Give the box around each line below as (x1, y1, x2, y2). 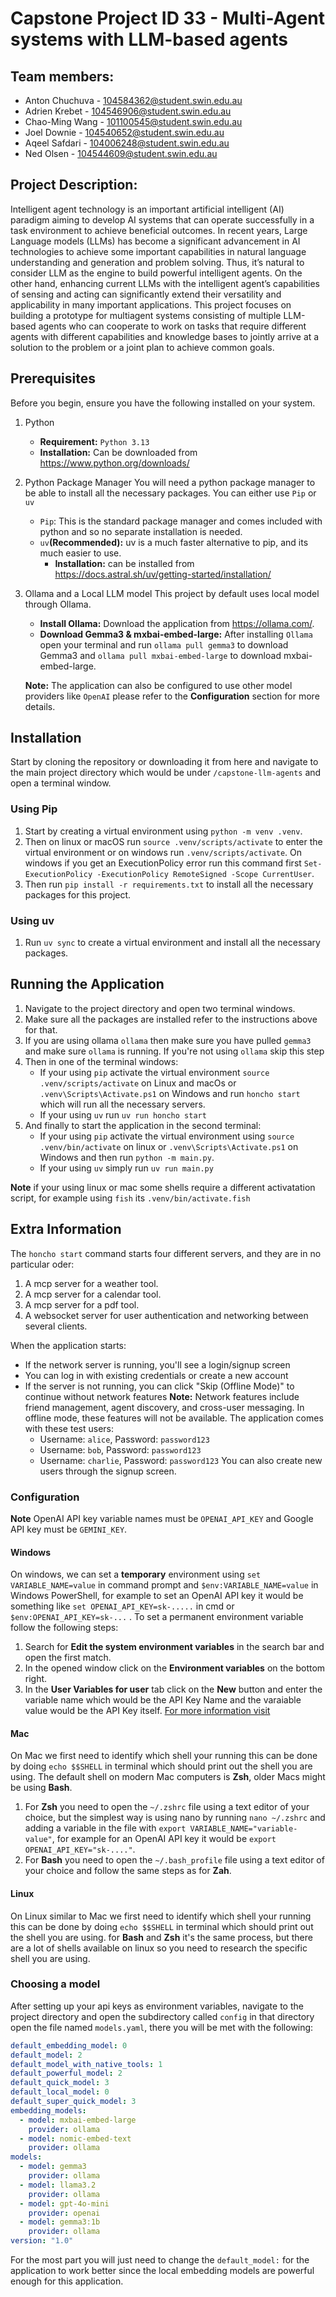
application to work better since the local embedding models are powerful (10, 2265, 315, 2277)
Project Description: (10, 177, 138, 194)
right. (24, 1673, 48, 1685)
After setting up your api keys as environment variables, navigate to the (10, 2000, 304, 2012)
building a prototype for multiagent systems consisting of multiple (10, 309, 282, 321)
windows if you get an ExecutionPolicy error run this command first (24, 857, 302, 869)
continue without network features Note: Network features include (24, 1390, 300, 1402)
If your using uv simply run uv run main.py (39, 1162, 214, 1174)
